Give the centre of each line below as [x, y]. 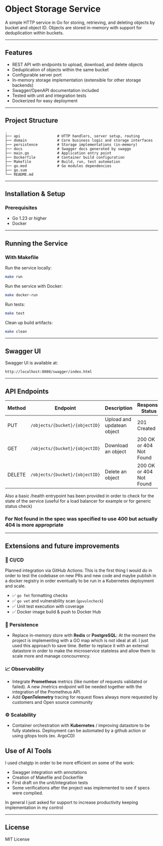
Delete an [116, 472]
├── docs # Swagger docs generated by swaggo [68, 149]
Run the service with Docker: [34, 286]
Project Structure [32, 121]
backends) [23, 85]
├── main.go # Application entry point [58, 153]
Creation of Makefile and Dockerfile [48, 777]
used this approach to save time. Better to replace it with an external [80, 646]
